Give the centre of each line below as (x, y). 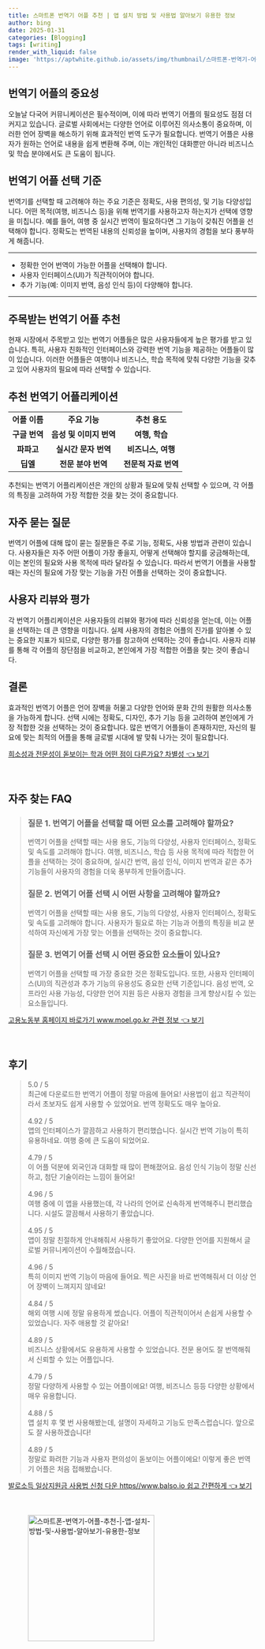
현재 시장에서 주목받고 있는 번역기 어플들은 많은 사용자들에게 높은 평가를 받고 (126, 339)
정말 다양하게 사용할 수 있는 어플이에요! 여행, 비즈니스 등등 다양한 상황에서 (141, 1385)
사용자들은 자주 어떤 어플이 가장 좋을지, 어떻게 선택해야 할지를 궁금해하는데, (134, 553)
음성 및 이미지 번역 (83, 435)
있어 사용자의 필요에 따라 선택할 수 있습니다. (84, 369)
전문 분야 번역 (84, 464)
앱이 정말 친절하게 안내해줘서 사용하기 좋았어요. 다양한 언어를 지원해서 (135, 1239)
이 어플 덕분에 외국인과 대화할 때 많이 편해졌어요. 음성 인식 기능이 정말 (134, 1167)
